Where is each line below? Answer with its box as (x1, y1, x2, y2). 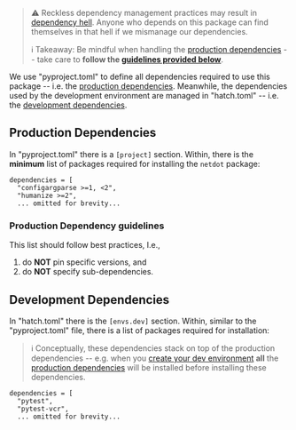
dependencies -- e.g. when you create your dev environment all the (30, 353, 279, 363)
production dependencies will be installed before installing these (30, 362, 268, 372)
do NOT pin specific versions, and (21, 257, 147, 267)
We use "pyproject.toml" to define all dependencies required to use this (9, 71, 270, 82)
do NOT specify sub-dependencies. (21, 267, 153, 277)
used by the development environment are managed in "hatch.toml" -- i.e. (9, 91, 279, 100)
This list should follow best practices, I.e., (9, 240, 161, 251)
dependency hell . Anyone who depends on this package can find (30, 17, 269, 28)
